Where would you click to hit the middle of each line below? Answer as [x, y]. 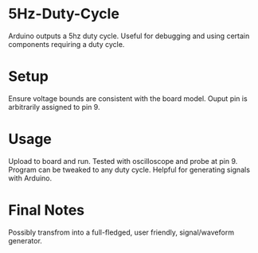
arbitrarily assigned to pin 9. [54, 107]
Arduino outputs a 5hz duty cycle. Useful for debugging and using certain [129, 36]
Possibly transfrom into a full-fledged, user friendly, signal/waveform [121, 232]
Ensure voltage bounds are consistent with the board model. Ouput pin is [128, 98]
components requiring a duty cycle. [66, 44]
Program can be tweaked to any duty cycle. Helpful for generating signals [129, 169]
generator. [25, 240]
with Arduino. [30, 178]
